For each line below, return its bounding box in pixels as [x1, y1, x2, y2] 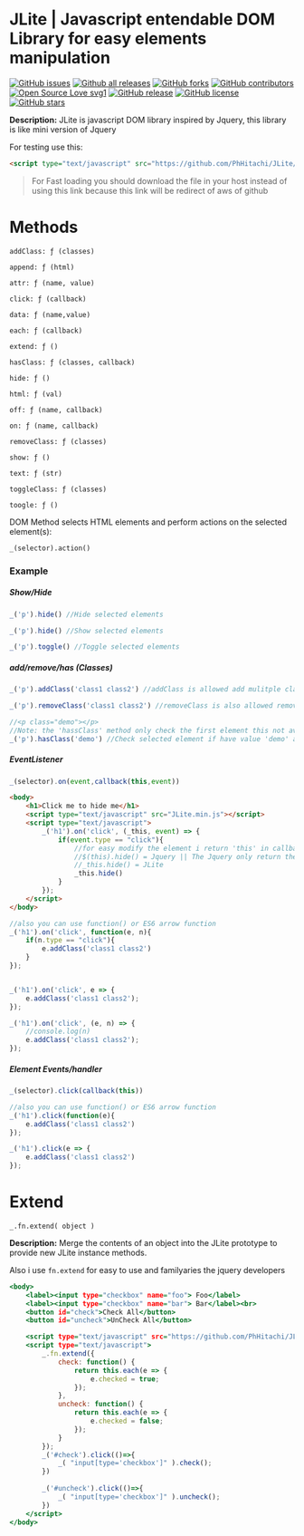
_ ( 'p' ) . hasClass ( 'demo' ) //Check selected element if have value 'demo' [9, 734, 290, 743]
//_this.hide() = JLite [73, 861, 165, 870]
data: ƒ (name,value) [9, 310, 91, 319]
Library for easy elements [9, 28, 207, 49]
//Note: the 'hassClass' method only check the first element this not [9, 726, 285, 735]
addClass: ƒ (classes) [9, 246, 95, 256]
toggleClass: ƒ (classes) [9, 485, 107, 494]
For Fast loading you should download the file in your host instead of [31, 175, 288, 186]
